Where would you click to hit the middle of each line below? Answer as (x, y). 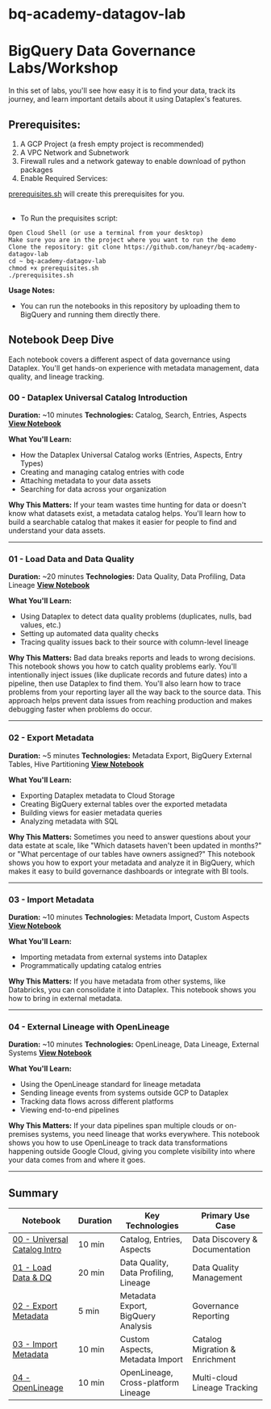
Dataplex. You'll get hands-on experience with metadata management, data (134, 367)
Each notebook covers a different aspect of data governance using (119, 359)
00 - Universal (40, 1239)
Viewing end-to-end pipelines (69, 1110)
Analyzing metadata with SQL (69, 821)
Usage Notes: (31, 290)
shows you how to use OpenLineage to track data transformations (118, 1143)
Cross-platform (150, 1383)
